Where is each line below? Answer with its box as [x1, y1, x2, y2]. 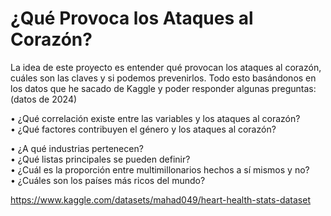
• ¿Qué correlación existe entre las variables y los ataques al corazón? [10, 112, 301, 124]
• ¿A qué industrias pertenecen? [10, 142, 144, 154]
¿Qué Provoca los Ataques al [10, 7, 254, 30]
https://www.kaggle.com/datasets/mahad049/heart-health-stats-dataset [10, 193, 311, 206]
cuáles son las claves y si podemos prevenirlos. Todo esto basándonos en [10, 72, 317, 84]
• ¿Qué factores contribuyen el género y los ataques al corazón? [10, 123, 277, 135]
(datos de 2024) [10, 93, 78, 105]
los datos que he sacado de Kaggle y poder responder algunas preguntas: [10, 82, 317, 94]
